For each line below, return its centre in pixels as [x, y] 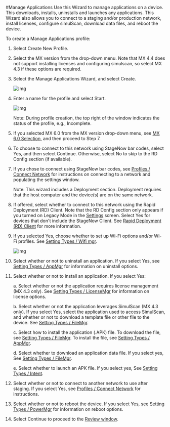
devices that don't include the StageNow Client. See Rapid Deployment [87, 221]
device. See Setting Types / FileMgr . [51, 323]
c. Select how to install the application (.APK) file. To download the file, [87, 332]
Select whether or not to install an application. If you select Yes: [79, 276]
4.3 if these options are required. [47, 69]
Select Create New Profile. [41, 48]
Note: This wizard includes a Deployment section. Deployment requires [87, 189]
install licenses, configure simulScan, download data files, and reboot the [82, 23]
